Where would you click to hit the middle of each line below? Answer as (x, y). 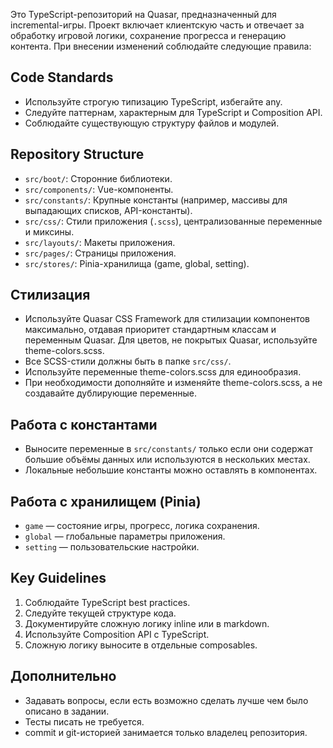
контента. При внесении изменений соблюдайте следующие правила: (161, 46)
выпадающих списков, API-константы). (108, 210)
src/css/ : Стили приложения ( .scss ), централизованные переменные (173, 221)
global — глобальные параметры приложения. (125, 536)
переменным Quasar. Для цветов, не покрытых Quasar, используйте (171, 340)
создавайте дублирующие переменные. (110, 393)
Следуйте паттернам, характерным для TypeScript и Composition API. (173, 112)
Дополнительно (63, 676)
